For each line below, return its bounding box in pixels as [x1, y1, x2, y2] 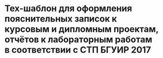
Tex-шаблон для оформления [4, 3, 133, 14]
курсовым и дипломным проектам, [4, 24, 159, 35]
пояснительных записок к [4, 13, 117, 24]
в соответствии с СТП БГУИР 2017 [4, 44, 151, 56]
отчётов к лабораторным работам [4, 34, 153, 45]
